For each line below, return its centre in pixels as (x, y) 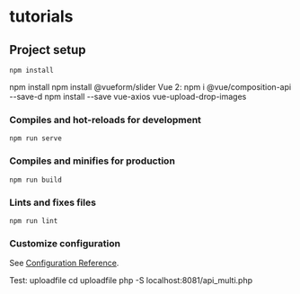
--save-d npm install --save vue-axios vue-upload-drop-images (128, 97)
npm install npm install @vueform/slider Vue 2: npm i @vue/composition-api (150, 87)
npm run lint (34, 221)
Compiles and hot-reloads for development (106, 120)
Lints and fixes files (53, 202)
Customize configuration (65, 243)
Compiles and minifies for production (92, 161)
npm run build (36, 180)
